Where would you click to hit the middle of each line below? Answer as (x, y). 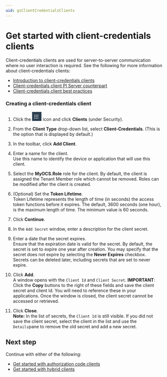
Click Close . (25, 310)
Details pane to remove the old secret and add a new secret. (75, 326)
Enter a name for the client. (41, 153)
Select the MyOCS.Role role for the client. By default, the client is (80, 174)
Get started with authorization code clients (56, 364)
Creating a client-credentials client (48, 103)
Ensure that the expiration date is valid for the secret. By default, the (83, 244)
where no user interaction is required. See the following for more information (84, 65)
